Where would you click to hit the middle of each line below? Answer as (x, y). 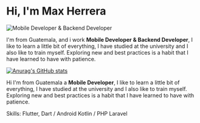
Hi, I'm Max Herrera (56, 11)
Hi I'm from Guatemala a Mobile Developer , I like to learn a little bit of (93, 82)
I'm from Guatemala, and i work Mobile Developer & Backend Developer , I (100, 39)
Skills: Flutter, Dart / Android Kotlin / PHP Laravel (67, 113)
